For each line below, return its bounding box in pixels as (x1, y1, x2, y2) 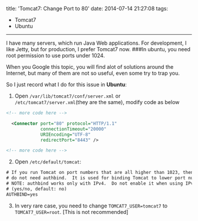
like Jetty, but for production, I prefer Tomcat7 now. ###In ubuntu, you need (6, 46, 190, 52)
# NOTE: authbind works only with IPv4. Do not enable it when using (6, 180, 183, 186)
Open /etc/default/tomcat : (14, 158, 81, 165)
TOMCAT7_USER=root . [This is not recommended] (14, 208, 128, 215)
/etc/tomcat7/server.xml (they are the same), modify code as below (14, 99, 180, 105)
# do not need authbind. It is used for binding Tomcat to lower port (6, 175, 186, 181)
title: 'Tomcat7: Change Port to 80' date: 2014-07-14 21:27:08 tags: (6, 5, 169, 12)
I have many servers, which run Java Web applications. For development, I (6, 39, 187, 46)
